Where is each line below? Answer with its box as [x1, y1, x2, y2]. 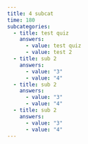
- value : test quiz [25, 42, 81, 49]
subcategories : [7, 23, 51, 30]
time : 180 [7, 17, 36, 24]
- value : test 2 [25, 49, 72, 56]
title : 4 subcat [7, 10, 54, 17]
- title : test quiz [13, 29, 69, 37]
